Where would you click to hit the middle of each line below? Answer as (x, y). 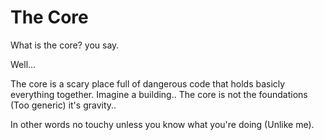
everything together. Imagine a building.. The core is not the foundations (159, 94)
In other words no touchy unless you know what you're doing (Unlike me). (162, 124)
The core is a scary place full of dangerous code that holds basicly (148, 83)
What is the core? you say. (65, 45)
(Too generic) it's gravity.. (63, 105)
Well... (23, 64)
